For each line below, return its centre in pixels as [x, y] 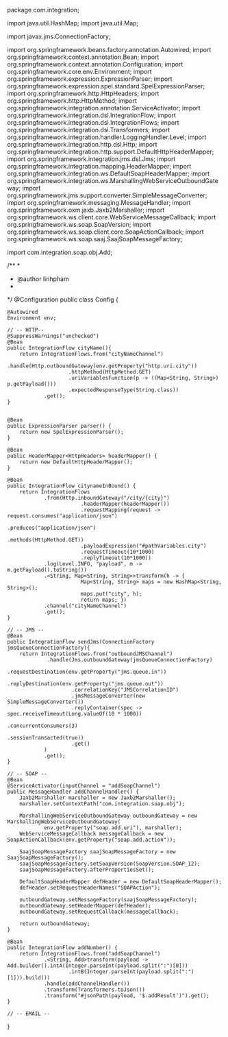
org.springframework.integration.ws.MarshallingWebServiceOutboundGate [113, 181]
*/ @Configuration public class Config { [63, 300]
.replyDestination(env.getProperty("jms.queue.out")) [86, 684]
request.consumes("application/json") [62, 516]
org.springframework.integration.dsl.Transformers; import [89, 130]
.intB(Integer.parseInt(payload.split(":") [131, 972]
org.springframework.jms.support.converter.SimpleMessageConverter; [107, 195]
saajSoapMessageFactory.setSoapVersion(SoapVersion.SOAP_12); [110, 864]
